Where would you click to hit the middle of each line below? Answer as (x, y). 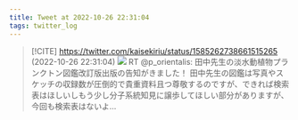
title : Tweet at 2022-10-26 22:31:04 (79, 17)
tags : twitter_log (43, 26)
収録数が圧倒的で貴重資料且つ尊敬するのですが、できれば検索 (176, 84)
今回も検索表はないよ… (74, 106)
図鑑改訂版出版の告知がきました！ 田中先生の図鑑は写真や (169, 73)
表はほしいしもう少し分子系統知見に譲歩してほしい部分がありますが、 (160, 95)
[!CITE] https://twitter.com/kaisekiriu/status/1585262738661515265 (154, 51)
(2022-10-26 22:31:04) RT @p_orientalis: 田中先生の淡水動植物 (152, 61)
